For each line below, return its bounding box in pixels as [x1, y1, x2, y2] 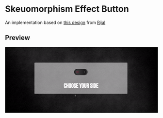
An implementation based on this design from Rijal [5, 20, 106, 25]
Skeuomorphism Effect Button [5, 3, 130, 15]
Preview [5, 34, 31, 42]
